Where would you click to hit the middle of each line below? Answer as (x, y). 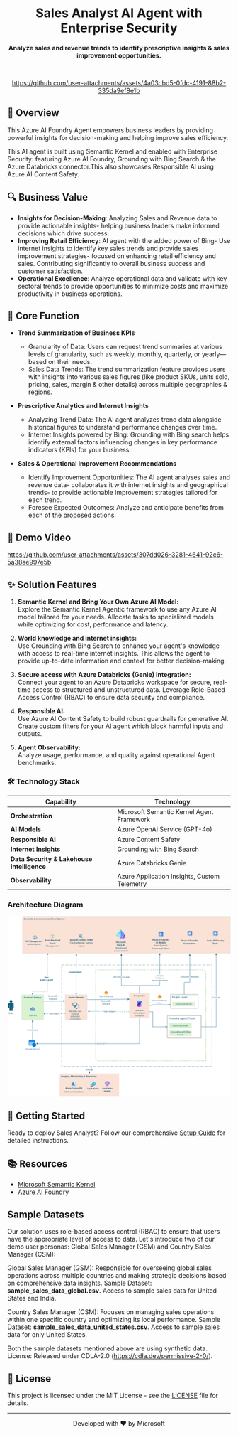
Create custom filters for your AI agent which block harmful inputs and (120, 726)
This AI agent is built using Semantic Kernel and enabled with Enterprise (113, 151)
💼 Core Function (44, 315)
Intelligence (28, 867)
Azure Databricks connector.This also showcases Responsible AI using (111, 166)
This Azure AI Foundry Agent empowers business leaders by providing (110, 130)
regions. (40, 392)
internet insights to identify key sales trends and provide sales (108, 248)
